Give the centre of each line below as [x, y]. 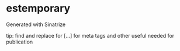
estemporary [38, 8]
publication [20, 42]
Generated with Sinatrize [36, 24]
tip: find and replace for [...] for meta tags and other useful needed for [90, 35]
